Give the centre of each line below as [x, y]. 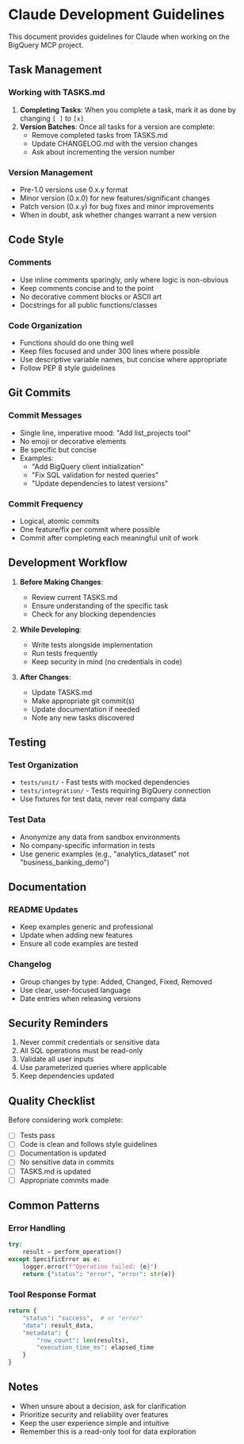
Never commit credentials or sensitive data [90, 1042]
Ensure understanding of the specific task [100, 605]
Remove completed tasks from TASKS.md [99, 135]
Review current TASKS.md [74, 597]
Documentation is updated [63, 1153]
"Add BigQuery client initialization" [88, 466]
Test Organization [44, 765]
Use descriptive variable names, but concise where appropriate [123, 359]
